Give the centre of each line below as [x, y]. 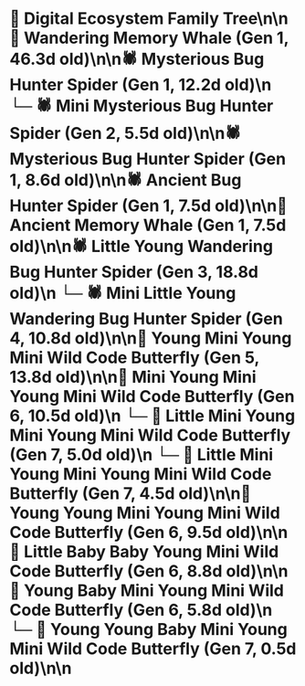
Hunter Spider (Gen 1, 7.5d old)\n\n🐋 [148, 206]
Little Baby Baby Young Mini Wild [152, 552]
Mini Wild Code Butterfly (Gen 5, [135, 358]
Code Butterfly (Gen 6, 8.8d [116, 571]
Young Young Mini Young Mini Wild [145, 513]
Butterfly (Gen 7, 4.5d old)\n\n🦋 [131, 494]
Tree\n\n [256, 19]
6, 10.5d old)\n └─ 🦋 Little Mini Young [152, 416]
